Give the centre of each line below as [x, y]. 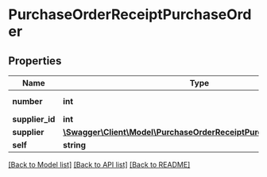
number [27, 101]
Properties [35, 61]
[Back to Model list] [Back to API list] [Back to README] [99, 165]
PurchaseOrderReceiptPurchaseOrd [130, 15]
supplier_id [34, 119]
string [74, 145]
